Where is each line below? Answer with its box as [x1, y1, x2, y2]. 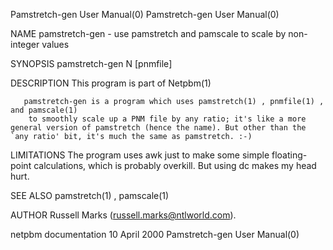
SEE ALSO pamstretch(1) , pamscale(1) [10, 190, 170, 201]
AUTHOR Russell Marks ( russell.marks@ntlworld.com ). [10, 209, 237, 221]
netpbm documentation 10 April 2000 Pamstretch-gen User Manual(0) [10, 229, 300, 240]
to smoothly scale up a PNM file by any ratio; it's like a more [28, 114, 307, 124]
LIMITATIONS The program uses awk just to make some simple [10, 149, 270, 161]
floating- [271, 149, 308, 161]
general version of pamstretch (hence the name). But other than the [10, 123, 307, 133]
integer [10, 39, 40, 50]
